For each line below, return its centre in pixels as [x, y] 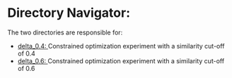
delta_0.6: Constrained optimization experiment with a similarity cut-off [121, 60]
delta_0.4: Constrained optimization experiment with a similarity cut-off [121, 46]
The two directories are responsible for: [65, 32]
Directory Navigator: [69, 13]
